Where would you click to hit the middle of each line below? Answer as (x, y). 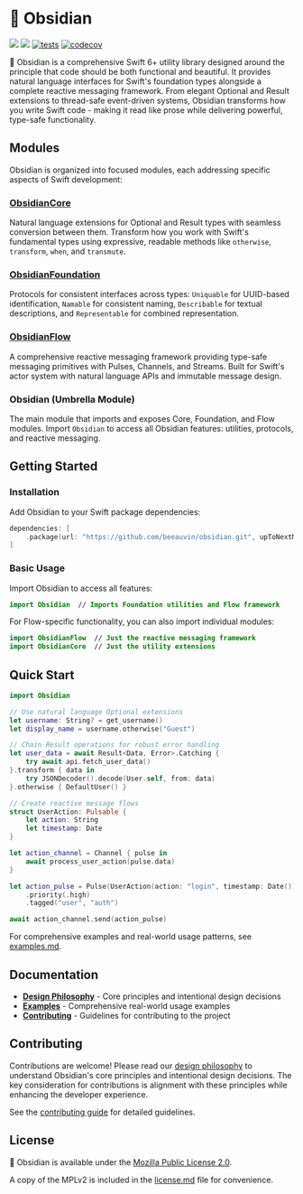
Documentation (54, 975)
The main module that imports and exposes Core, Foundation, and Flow (142, 418)
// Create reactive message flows (74, 803)
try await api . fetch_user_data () (88, 762)
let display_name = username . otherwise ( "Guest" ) (102, 729)
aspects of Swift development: (66, 179)
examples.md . (36, 947)
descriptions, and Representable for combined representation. (124, 313)
